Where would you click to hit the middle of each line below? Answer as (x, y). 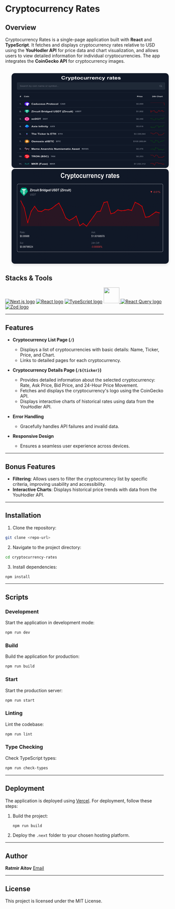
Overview (21, 28)
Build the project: (30, 816)
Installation (23, 515)
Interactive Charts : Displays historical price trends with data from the (84, 490)
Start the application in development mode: (50, 623)
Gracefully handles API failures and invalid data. (70, 426)
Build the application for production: (42, 656)
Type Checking (24, 747)
